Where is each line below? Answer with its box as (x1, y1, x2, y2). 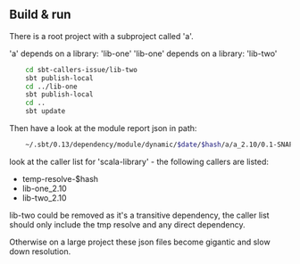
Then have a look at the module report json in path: (9, 123, 197, 134)
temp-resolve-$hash (21, 173, 99, 184)
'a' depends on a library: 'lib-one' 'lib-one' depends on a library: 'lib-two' (9, 48, 278, 59)
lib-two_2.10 (21, 192, 67, 203)
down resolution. (9, 245, 71, 257)
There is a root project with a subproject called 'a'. (9, 30, 194, 41)
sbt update (25, 107, 66, 116)
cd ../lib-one (25, 82, 78, 91)
